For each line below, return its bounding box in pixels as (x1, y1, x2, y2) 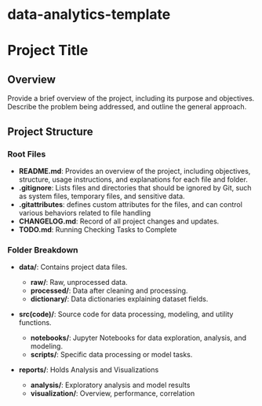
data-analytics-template (7, 6, 171, 24)
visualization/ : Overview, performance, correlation (30, 389, 195, 398)
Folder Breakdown (7, 244, 79, 255)
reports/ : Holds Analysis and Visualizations (18, 365, 159, 375)
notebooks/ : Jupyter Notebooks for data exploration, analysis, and (30, 333, 246, 343)
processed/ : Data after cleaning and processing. (30, 286, 188, 296)
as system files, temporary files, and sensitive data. (18, 191, 185, 201)
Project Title (7, 42, 89, 60)
